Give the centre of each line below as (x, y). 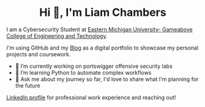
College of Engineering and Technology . (57, 35)
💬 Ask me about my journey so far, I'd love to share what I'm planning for (107, 79)
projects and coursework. (39, 54)
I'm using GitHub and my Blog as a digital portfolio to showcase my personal (102, 48)
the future (28, 86)
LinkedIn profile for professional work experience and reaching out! (91, 97)
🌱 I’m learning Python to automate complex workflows (83, 72)
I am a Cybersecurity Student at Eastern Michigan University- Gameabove (99, 29)
